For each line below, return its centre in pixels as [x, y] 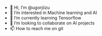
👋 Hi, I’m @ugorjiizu [30, 8]
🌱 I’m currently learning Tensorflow [45, 18]
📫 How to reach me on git [36, 28]
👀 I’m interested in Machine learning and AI [53, 13]
